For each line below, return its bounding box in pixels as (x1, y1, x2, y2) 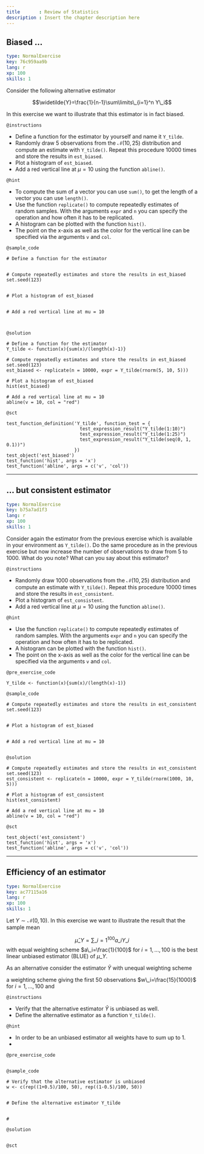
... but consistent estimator (6, 485, 111, 496)
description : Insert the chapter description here (6, 15, 140, 21)
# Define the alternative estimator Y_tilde (6, 1100, 121, 1106)
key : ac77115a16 (6, 889, 47, 895)
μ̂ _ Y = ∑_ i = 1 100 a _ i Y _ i (75, 936, 129, 944)
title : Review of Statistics (6, 9, 99, 15)
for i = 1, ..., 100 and (6, 983, 55, 990)
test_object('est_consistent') (6, 834, 86, 840)
